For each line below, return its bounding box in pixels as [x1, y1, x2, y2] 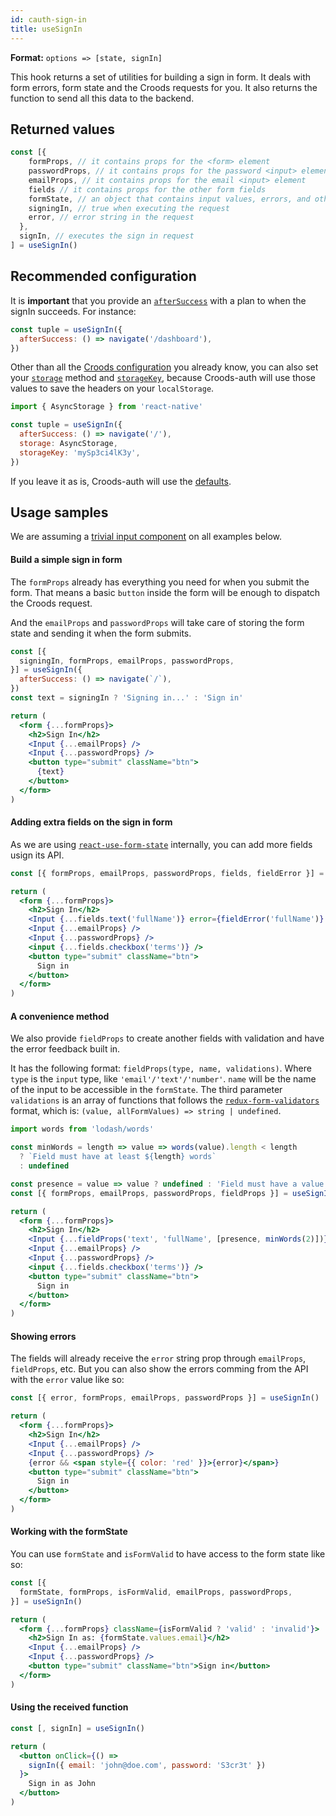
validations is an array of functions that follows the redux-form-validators [10, 1094, 320, 1106]
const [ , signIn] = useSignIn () [10, 1723, 145, 1733]
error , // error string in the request [28, 212, 195, 223]
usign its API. [10, 849, 65, 861]
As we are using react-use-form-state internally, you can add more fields [10, 838, 313, 850]
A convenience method [10, 1010, 110, 1022]
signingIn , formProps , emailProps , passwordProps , [19, 656, 235, 666]
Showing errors [10, 1330, 77, 1342]
